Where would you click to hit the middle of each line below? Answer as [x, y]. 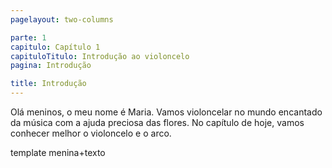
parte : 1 [28, 37]
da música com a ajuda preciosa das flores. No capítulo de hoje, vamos [157, 122]
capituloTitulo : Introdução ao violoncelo [100, 56]
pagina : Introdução [51, 66]
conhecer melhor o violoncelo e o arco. [91, 133]
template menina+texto [58, 152]
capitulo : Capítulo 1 [55, 47]
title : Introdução [48, 84]
